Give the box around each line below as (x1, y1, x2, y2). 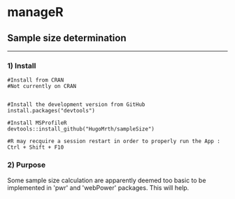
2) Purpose (7, 160, 46, 170)
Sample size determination (7, 32, 127, 44)
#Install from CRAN (7, 77, 64, 84)
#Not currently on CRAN (7, 83, 77, 90)
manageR (7, 4, 64, 20)
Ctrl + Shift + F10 (7, 144, 64, 151)
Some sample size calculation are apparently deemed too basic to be (7, 176, 206, 184)
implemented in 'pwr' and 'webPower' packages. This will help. (7, 183, 190, 192)
